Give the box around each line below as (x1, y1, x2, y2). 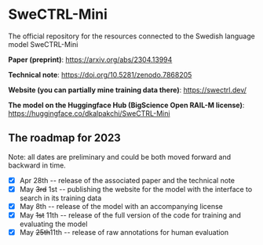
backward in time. (8, 160, 67, 170)
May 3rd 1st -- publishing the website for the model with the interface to (19, 184, 253, 193)
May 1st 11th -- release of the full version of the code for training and (19, 210, 242, 220)
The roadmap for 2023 (8, 132, 122, 145)
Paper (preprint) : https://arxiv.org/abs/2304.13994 (8, 55, 173, 64)
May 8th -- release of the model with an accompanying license (19, 201, 224, 211)
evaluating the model (19, 219, 88, 229)
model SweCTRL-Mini (8, 39, 79, 49)
